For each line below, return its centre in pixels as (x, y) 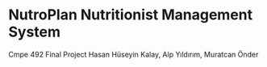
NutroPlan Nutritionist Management (131, 15)
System (35, 32)
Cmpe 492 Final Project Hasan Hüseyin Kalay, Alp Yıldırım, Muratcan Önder (133, 54)
